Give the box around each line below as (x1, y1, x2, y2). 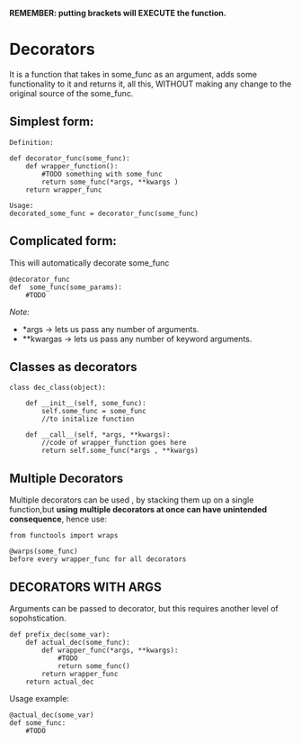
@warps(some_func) (9, 547, 78, 557)
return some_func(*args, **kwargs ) (41, 177, 179, 186)
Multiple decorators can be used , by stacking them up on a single (9, 494, 254, 505)
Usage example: (9, 693, 70, 703)
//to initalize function (41, 414, 135, 424)
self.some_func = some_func (41, 407, 146, 416)
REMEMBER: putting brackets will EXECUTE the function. (9, 8, 226, 18)
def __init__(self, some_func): (25, 399, 146, 408)
